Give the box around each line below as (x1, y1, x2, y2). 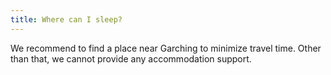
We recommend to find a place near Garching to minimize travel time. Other (10, 42, 322, 54)
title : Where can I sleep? (10, 14, 123, 25)
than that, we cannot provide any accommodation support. (10, 52, 252, 65)
